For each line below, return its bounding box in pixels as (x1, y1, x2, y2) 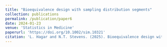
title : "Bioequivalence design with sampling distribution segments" (5, 7, 153, 12)
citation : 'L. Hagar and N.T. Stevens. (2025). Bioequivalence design (5, 35, 155, 40)
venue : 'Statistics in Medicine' (5, 25, 75, 30)
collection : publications (5, 12, 59, 17)
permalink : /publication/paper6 (5, 16, 72, 21)
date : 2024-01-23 (5, 21, 41, 26)
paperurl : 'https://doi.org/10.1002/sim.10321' (5, 30, 106, 35)
